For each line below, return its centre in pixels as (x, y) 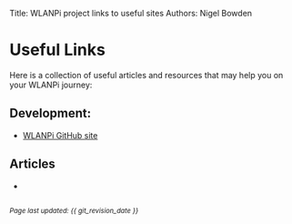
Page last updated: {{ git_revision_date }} (74, 210)
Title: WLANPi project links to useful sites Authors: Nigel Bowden (131, 13)
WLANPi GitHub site (60, 135)
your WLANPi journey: (51, 85)
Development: (50, 113)
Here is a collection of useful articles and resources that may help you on (146, 75)
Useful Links (58, 50)
